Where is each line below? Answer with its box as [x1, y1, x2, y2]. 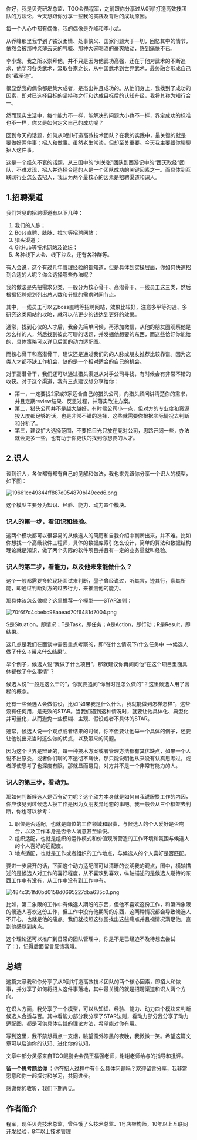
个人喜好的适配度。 [19, 842, 66, 849]
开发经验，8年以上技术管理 [6, 1128, 72, 1135]
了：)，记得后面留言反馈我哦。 [6, 942, 80, 949]
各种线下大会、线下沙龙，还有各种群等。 [14, 251, 113, 258]
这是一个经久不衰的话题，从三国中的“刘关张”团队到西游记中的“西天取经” [6, 159, 180, 166]
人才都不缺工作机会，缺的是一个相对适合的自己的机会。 [11, 358, 145, 365]
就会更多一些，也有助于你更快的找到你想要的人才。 [14, 434, 138, 441]
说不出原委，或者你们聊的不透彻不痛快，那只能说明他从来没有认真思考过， [6, 755, 186, 762]
